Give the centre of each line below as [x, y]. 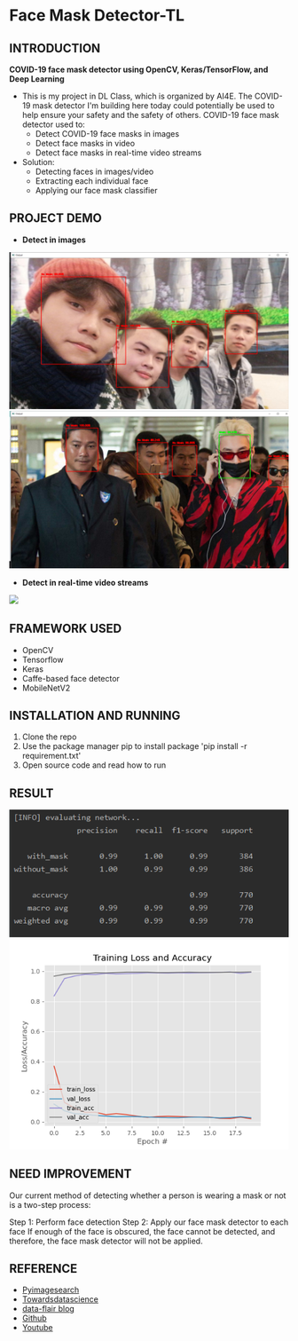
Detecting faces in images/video [94, 171]
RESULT [31, 793]
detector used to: [54, 124]
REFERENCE [43, 1269]
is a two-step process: [50, 1204]
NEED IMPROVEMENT [71, 1174]
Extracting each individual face [92, 181]
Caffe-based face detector [71, 678]
